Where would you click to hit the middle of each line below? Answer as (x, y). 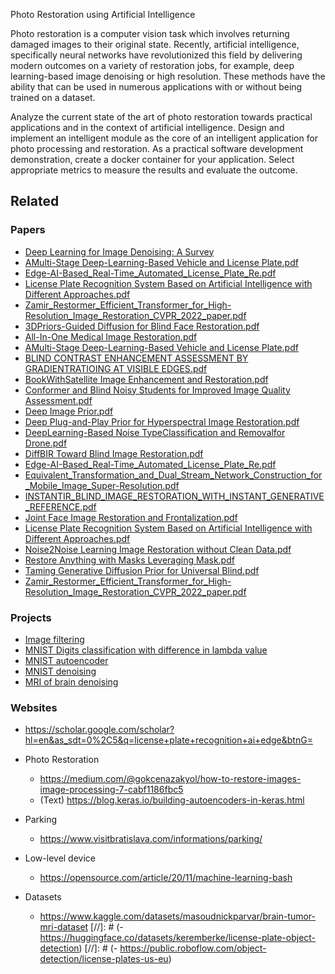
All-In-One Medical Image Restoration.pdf (111, 336)
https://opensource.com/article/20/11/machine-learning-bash (166, 878)
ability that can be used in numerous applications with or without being (156, 87)
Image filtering (54, 639)
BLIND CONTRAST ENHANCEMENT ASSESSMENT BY (136, 358)
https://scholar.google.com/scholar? (99, 730)
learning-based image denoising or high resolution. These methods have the (168, 76)
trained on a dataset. (53, 97)
